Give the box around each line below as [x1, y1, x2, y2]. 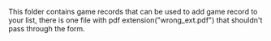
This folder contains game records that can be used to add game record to [8, 7, 258, 16]
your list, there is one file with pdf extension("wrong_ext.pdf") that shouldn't [8, 15, 263, 25]
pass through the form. [8, 24, 85, 33]
